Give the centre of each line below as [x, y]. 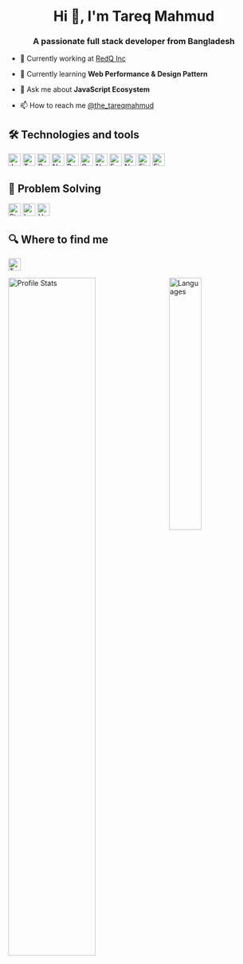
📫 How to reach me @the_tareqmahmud [87, 105]
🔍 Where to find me [59, 239]
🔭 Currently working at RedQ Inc [73, 58]
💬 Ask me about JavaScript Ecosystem [84, 89]
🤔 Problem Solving [55, 188]
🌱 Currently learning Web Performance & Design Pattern [114, 74]
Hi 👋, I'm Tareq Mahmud [134, 16]
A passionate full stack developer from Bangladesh [134, 42]
